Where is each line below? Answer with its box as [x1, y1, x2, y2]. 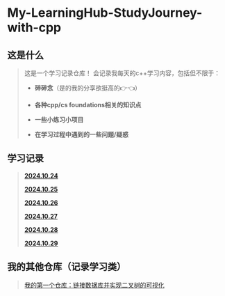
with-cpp [7, 20, 62, 36]
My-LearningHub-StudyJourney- [7, 5, 203, 21]
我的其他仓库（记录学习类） [7, 261, 126, 273]
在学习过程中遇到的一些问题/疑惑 [34, 130, 129, 139]
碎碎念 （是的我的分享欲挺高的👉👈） [34, 84, 141, 92]
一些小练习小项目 [34, 116, 84, 123]
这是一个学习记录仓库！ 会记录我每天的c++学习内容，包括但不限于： [24, 69, 221, 77]
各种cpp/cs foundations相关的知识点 [34, 101, 142, 109]
